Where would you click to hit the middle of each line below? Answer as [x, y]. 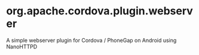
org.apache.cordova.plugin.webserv [99, 11]
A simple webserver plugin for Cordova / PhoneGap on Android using [91, 40]
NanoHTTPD [22, 47]
